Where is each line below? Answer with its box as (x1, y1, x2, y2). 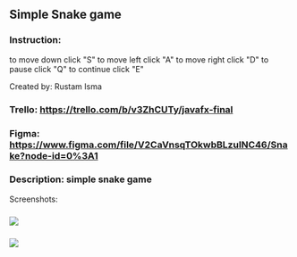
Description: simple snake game (9, 173, 152, 186)
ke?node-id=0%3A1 (9, 149, 98, 162)
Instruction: (9, 34, 62, 46)
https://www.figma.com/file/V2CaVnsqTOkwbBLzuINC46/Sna (9, 138, 288, 151)
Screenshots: (9, 194, 58, 204)
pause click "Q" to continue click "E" (9, 63, 145, 74)
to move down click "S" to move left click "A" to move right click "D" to (9, 54, 269, 65)
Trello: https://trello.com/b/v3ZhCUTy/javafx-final (9, 103, 233, 115)
